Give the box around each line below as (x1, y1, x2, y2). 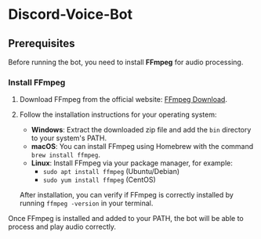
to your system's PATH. (31, 133, 107, 143)
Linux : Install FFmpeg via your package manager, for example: (31, 158, 233, 168)
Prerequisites (8, 37, 75, 50)
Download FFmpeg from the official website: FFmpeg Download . (19, 95, 227, 104)
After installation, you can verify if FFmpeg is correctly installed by (19, 190, 234, 200)
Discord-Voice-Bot (8, 5, 133, 24)
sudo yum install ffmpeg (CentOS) (42, 175, 157, 185)
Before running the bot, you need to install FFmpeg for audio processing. (8, 57, 244, 67)
